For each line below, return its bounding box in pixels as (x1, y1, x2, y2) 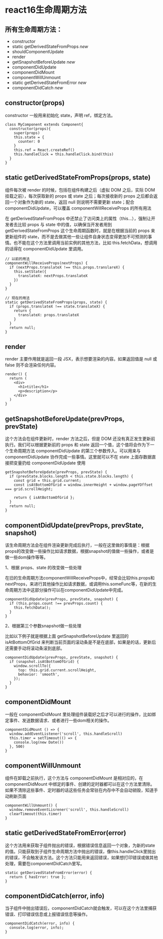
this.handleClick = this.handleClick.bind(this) (14, 151, 114, 157)
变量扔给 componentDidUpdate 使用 (13, 460, 86, 466)
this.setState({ (14, 269, 47, 274)
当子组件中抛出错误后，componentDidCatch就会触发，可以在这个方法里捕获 (5, 906, 157, 911)
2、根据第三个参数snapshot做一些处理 (5, 623, 81, 629)
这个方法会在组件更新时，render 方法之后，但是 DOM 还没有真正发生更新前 (5, 436, 155, 442)
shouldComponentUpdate (12, 49, 64, 54)
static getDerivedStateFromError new (12, 80, 87, 85)
